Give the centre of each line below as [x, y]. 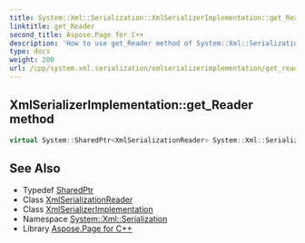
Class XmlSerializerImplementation [88, 209]
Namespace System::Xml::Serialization [95, 219]
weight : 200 [32, 60]
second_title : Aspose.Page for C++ [77, 34]
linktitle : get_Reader [52, 26]
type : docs [30, 52]
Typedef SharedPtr [58, 190]
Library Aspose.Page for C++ [78, 228]
